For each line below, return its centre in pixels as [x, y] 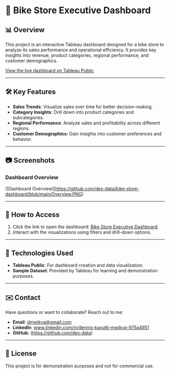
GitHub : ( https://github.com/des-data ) [52, 333]
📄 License [21, 353]
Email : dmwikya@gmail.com [42, 322]
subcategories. [28, 117]
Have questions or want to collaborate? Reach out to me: [65, 312]
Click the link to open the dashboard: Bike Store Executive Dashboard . [86, 227]
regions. [21, 128]
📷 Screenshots [30, 160]
